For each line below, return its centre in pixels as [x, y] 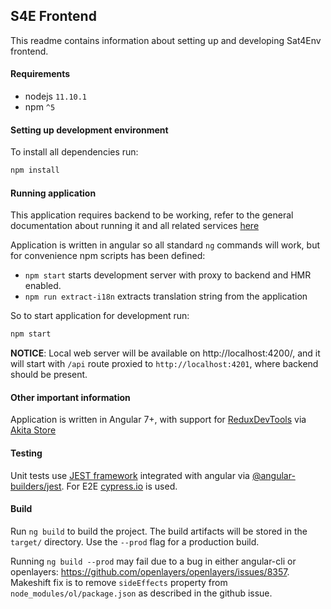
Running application [53, 193]
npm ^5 [40, 107]
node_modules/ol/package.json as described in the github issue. [141, 593]
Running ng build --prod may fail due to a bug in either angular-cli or [153, 561]
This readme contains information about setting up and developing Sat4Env [166, 40]
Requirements [40, 74]
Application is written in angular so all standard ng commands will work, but [165, 245]
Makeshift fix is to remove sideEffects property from [119, 582]
